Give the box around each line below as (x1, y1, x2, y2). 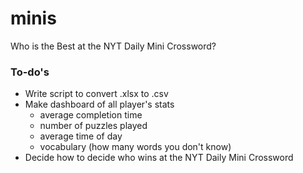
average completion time (39, 109, 143, 121)
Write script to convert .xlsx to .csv (24, 88, 169, 100)
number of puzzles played (39, 120, 148, 132)
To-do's (10, 65, 50, 79)
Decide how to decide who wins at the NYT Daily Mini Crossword (24, 152, 294, 164)
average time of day (39, 130, 123, 142)
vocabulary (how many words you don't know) (39, 141, 232, 153)
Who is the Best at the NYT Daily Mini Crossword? (10, 40, 217, 52)
